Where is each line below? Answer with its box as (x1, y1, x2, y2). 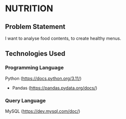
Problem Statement (5, 23, 66, 31)
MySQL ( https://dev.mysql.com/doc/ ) (5, 108, 80, 114)
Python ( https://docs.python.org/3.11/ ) (5, 75, 82, 81)
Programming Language (5, 64, 64, 71)
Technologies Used (5, 49, 65, 58)
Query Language (5, 97, 46, 104)
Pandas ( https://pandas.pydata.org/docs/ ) (12, 85, 98, 91)
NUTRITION (5, 3, 53, 14)
